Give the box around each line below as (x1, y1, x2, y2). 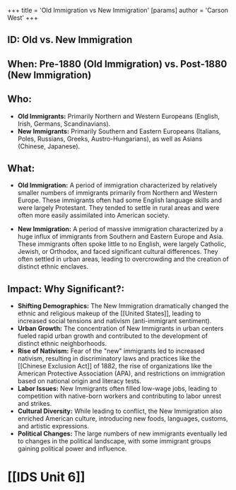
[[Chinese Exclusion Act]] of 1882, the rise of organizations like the (17, 362, 213, 371)
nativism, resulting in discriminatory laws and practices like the (17, 354, 201, 363)
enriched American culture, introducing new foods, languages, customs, (17, 414, 228, 423)
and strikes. (17, 399, 52, 408)
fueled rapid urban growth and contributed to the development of (17, 332, 208, 340)
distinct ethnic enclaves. (17, 262, 89, 271)
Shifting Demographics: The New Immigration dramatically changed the (17, 302, 229, 310)
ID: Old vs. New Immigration (7, 34, 133, 46)
